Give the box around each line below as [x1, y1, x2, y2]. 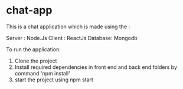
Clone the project [14, 57, 57, 64]
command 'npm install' [14, 70, 71, 77]
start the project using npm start [14, 76, 93, 83]
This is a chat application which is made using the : [6, 23, 130, 30]
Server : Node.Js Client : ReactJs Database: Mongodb [6, 34, 138, 41]
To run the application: [6, 45, 61, 53]
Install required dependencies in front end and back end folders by [14, 63, 177, 71]
